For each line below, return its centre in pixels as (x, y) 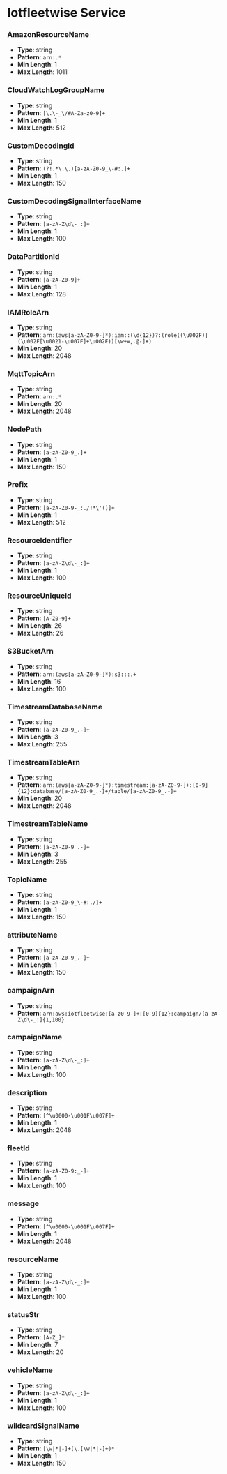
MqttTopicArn (31, 373)
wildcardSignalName (44, 1426)
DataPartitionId (33, 257)
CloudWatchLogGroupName (56, 90)
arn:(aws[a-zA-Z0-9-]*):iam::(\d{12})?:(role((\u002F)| (126, 335)
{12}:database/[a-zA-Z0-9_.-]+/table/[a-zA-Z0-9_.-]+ (97, 792)
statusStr (23, 1314)
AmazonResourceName (48, 35)
